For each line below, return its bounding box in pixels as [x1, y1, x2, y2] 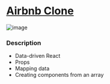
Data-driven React [14, 52, 61, 60]
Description [6, 39, 41, 47]
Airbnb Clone [6, 4, 74, 18]
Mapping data [14, 65, 50, 72]
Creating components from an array [14, 71, 104, 79]
